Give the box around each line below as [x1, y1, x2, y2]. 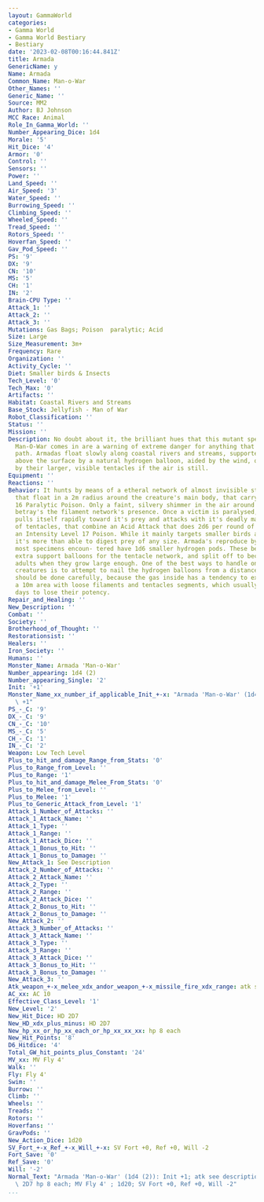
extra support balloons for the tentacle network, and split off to [15, 552, 244, 560]
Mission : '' [8, 427, 47, 436]
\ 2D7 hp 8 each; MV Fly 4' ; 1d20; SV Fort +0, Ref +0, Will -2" [15, 1180, 237, 1188]
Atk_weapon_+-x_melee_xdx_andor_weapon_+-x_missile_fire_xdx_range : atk [8, 983, 251, 991]
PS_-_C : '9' [8, 705, 47, 713]
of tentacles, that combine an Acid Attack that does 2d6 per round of [15, 523, 255, 531]
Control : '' [8, 158, 47, 166]
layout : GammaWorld [8, 11, 72, 20]
